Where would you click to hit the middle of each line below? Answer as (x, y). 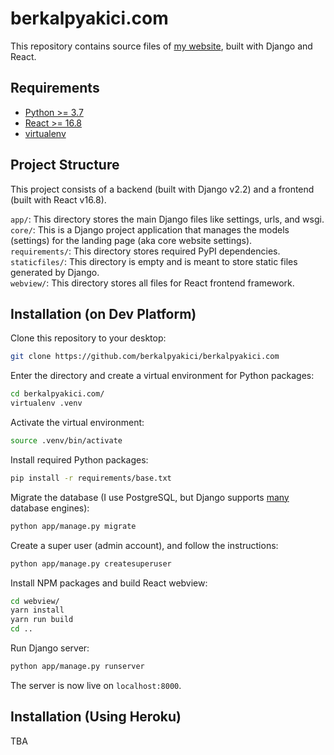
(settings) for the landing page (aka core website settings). (131, 240)
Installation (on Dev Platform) (103, 313)
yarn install (37, 610)
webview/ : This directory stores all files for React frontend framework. (152, 283)
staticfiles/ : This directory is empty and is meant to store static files (154, 261)
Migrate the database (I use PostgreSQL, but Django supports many (150, 497)
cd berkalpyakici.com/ (57, 394)
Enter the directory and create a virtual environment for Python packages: (162, 376)
